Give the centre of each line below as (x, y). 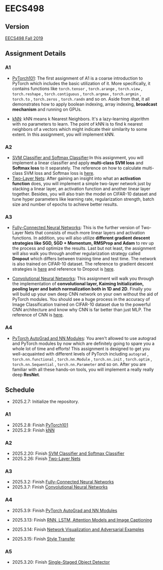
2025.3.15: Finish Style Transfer (44, 539)
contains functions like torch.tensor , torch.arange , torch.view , (77, 88)
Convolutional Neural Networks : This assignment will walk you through (83, 278)
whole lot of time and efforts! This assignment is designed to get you (81, 348)
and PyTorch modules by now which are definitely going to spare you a (83, 343)
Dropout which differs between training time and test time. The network (84, 259)
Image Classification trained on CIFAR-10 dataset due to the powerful (81, 305)
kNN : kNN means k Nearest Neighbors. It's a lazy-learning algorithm (81, 119)
